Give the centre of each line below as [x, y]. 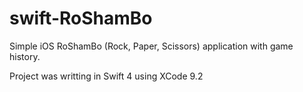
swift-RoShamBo [81, 18]
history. [25, 56]
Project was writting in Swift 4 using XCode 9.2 [106, 76]
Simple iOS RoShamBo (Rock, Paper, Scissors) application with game [151, 46]
